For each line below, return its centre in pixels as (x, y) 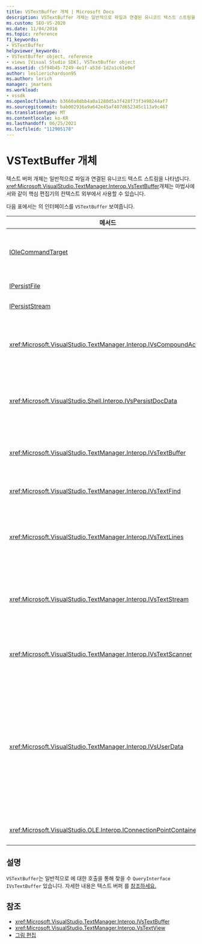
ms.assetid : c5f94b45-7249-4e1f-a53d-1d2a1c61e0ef (71, 68)
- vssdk (16, 96)
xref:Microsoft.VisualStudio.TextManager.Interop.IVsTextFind (95, 491)
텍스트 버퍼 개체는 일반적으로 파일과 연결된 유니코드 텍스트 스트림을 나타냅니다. (99, 179)
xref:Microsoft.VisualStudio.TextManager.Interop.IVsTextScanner (101, 654)
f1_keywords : (23, 40)
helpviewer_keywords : (33, 51)
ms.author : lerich (29, 79)
